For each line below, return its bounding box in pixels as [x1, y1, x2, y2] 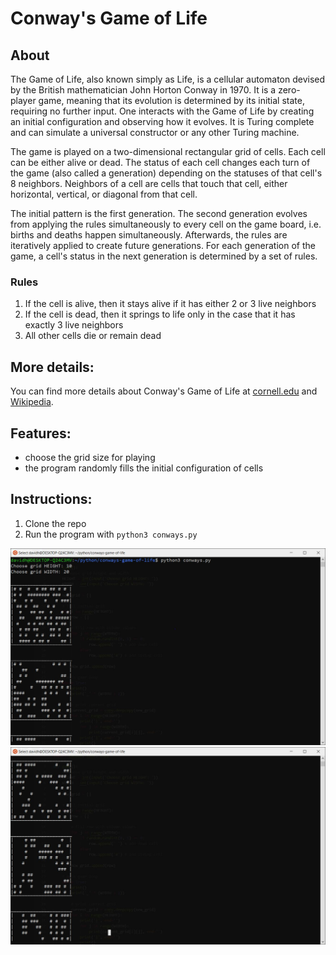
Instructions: [10, 491, 93, 508]
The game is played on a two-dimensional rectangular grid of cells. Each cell [10, 146, 326, 157]
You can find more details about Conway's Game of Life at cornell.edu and [10, 385, 318, 397]
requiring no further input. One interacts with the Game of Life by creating [10, 105, 315, 117]
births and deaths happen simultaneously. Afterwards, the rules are [10, 229, 288, 241]
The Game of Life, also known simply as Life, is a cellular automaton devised [10, 73, 326, 85]
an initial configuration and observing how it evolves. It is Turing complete [10, 116, 315, 127]
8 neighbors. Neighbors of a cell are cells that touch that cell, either [10, 178, 288, 189]
